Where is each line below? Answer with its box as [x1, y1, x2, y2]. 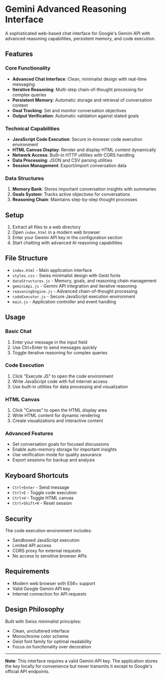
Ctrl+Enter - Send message [12, 484, 70, 490]
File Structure [5, 254, 48, 262]
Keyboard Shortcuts [5, 471, 69, 480]
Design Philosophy [5, 605, 64, 614]
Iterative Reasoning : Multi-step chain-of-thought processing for [12, 86, 144, 92]
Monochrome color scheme [12, 633, 69, 639]
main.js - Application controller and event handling [12, 298, 116, 304]
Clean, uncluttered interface [12, 628, 70, 634]
